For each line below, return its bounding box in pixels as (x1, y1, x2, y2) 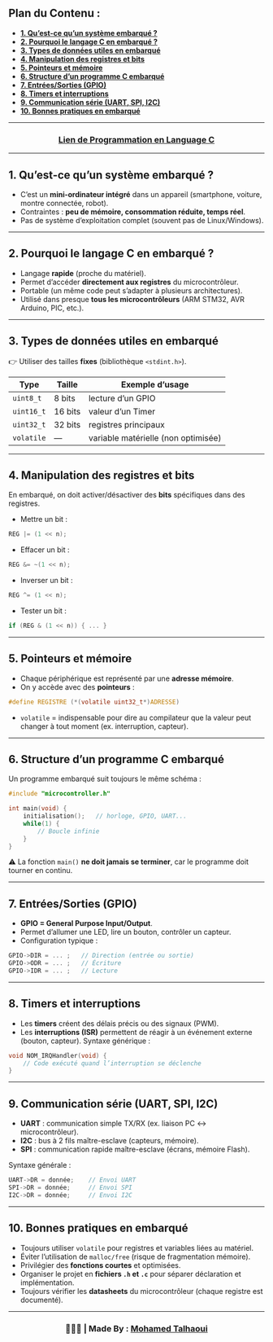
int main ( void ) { (8, 805, 67, 813)
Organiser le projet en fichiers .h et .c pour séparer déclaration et (19, 1269, 241, 1278)
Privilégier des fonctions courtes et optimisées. (19, 1260, 181, 1270)
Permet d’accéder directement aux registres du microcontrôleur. (19, 277, 239, 287)
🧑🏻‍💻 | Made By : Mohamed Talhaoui (64, 1322, 209, 1334)
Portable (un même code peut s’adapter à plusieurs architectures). (19, 285, 243, 296)
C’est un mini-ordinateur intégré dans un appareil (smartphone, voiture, (19, 189, 262, 199)
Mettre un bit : (19, 515, 67, 524)
